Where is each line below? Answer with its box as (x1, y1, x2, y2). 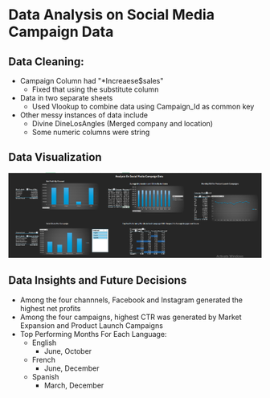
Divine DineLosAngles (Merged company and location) (31, 119, 214, 128)
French (31, 355, 56, 364)
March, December (43, 380, 104, 390)
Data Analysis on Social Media (8, 6, 215, 24)
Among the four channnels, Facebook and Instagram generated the (19, 295, 243, 305)
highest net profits (19, 303, 81, 313)
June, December (43, 363, 100, 373)
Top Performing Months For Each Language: (19, 329, 167, 339)
